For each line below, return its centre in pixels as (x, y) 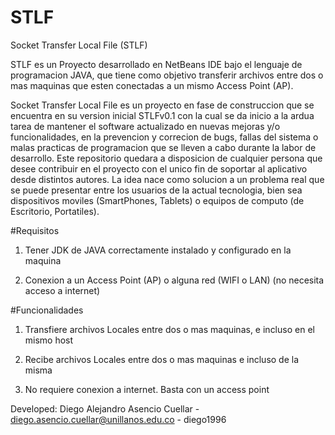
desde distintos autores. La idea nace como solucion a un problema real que (167, 179)
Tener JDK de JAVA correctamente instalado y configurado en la (158, 250)
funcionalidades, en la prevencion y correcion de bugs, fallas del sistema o (164, 137)
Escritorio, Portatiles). (55, 211)
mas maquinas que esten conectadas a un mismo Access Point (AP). (152, 85)
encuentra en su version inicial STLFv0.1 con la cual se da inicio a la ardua (162, 115)
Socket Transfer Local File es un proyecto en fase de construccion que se (162, 105)
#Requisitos (35, 230)
